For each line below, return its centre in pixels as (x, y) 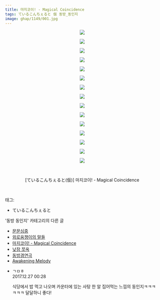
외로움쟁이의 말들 (29, 237)
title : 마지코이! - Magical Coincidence (45, 10)
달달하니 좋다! (38, 293)
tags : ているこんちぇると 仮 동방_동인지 (42, 14)
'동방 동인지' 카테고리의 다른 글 (34, 221)
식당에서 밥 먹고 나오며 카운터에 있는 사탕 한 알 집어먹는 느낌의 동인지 (78, 287)
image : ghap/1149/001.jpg (31, 19)
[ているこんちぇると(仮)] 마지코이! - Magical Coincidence (82, 180)
